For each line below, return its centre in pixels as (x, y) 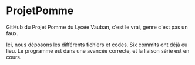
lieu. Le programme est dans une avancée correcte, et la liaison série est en (98, 50)
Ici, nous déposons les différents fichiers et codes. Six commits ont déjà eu (97, 45)
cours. (14, 57)
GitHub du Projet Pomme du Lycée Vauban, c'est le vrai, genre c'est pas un (97, 27)
